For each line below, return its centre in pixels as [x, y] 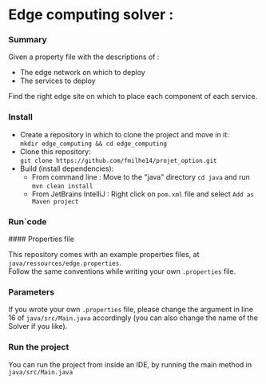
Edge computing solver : [91, 15]
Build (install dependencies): [67, 168]
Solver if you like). [38, 327]
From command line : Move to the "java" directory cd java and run [141, 176]
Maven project [55, 201]
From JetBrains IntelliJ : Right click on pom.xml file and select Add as [143, 194]
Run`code [28, 221]
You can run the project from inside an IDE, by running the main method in [130, 364]
